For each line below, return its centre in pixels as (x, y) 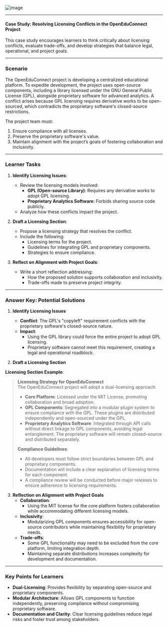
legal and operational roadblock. (60, 353)
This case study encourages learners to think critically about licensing (77, 41)
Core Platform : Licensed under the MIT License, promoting (86, 397)
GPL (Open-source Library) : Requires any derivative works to (91, 190)
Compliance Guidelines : (43, 449)
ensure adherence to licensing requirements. (71, 485)
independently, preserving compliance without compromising (75, 603)
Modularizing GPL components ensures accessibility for (85, 522)
